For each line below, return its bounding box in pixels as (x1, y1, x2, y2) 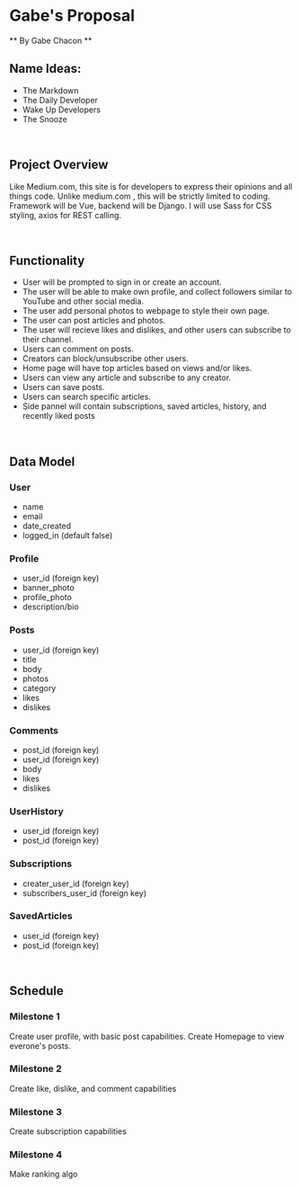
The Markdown (22, 84, 79, 95)
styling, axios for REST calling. (9, 209, 122, 220)
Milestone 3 (9, 1105, 63, 1118)
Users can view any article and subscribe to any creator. (22, 372, 232, 383)
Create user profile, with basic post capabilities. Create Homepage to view (9, 1031, 285, 1042)
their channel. (22, 334, 74, 345)
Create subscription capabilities (9, 1126, 128, 1137)
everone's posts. (9, 1040, 72, 1051)
